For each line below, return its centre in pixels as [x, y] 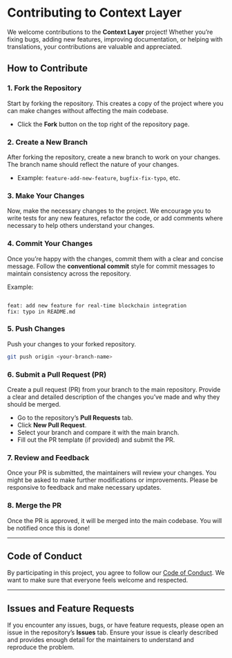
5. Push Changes [36, 329]
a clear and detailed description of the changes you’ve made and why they [114, 397]
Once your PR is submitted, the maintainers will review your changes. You [112, 473]
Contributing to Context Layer [95, 13]
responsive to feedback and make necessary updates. [85, 488]
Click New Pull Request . [52, 425]
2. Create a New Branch [48, 142]
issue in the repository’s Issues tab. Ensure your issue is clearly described [113, 632]
